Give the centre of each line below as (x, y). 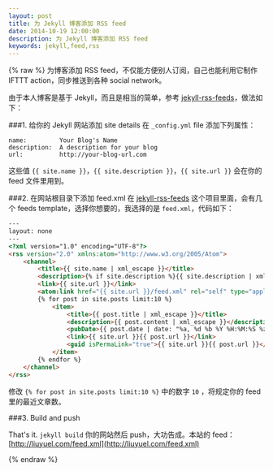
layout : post (30, 16)
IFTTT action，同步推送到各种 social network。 (87, 80)
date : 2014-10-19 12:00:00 (54, 31)
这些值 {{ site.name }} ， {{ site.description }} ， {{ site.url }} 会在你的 (135, 171)
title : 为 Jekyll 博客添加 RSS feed (67, 24)
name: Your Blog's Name (63, 140)
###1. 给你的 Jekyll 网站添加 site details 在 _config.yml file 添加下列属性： (132, 125)
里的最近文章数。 (37, 401)
